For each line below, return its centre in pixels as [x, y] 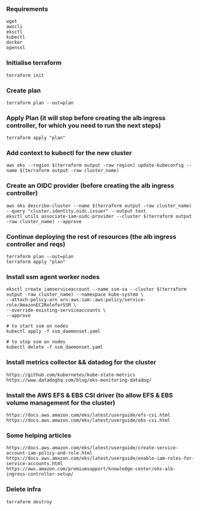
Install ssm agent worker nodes [53, 277]
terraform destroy [29, 502]
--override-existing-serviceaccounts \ [56, 311]
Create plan [23, 90]
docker [14, 43]
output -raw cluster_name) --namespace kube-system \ [75, 295]
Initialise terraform [34, 63]
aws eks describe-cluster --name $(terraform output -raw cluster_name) [99, 206]
